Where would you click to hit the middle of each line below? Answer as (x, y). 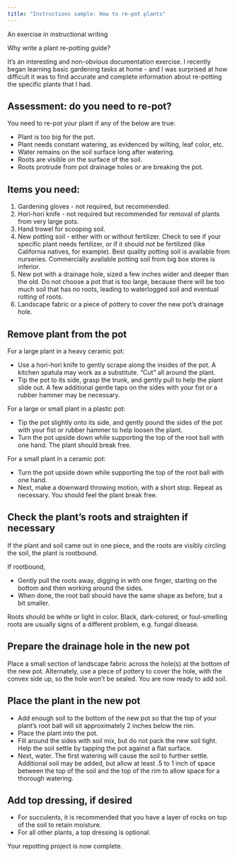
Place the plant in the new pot (74, 701)
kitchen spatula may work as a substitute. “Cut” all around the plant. (116, 373)
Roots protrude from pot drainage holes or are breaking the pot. (110, 167)
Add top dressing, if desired (70, 800)
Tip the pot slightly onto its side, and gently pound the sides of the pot (120, 423)
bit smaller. (34, 603)
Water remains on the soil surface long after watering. (96, 152)
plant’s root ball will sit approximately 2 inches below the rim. (106, 725)
